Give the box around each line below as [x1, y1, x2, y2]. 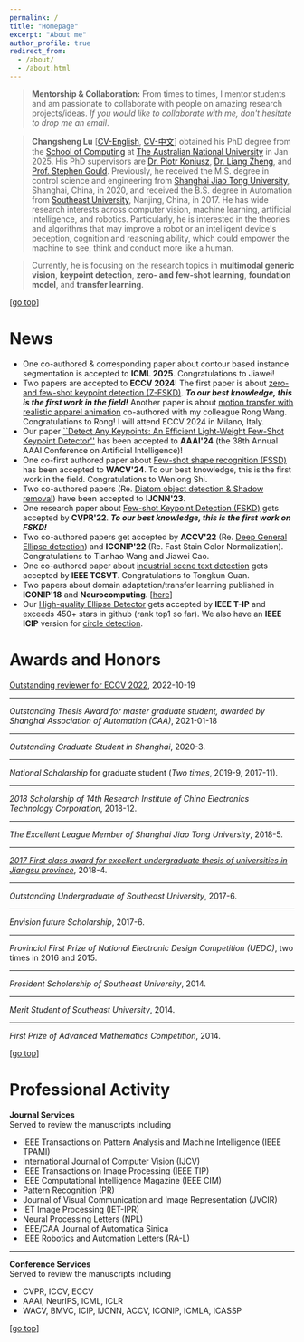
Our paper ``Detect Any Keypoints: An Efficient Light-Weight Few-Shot [22, 425, 285, 436]
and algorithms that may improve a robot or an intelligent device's [31, 223, 277, 233]
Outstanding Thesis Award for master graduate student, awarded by [9, 705, 265, 716]
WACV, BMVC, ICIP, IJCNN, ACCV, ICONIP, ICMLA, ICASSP [22, 1305, 242, 1316]
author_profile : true [9, 38, 91, 48]
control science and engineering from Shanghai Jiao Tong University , [31, 175, 290, 186]
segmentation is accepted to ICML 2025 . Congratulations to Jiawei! [22, 367, 275, 378]
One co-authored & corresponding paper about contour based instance [22, 358, 290, 369]
